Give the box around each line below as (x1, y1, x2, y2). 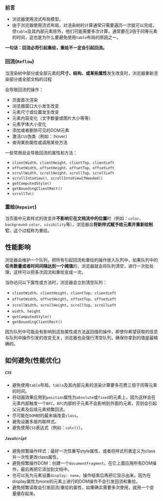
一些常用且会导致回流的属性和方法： (5, 150, 78, 155)
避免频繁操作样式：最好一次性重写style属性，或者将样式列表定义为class (12, 448, 156, 454)
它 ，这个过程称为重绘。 (5, 227, 52, 233)
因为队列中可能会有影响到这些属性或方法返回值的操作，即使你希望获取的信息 (5, 328, 158, 334)
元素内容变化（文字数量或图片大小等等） (12, 115, 93, 121)
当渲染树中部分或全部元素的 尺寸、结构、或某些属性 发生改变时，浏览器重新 (5, 70, 154, 76)
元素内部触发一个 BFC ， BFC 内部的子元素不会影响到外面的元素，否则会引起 (12, 400, 157, 406)
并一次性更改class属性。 (12, 454, 61, 460)
